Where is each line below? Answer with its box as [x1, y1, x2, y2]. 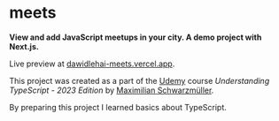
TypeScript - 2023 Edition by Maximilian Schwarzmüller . [9, 85, 214, 95]
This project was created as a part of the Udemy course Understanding [9, 75, 270, 86]
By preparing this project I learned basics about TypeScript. [9, 102, 228, 112]
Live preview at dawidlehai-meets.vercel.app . [9, 58, 175, 69]
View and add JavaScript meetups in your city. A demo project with [9, 32, 262, 42]
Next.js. [9, 41, 40, 51]
